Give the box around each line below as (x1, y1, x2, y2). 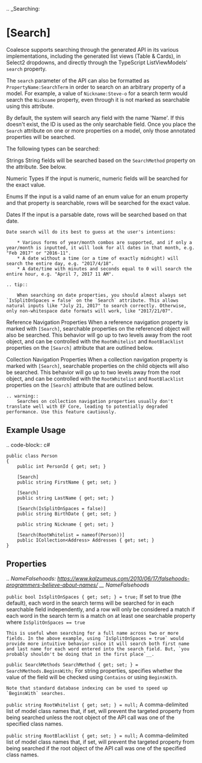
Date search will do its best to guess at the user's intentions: (6, 229, 176, 235)
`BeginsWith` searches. (6, 690, 66, 696)
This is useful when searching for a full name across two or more (6, 630, 179, 636)
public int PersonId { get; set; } (17, 463, 106, 469)
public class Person (6, 453, 58, 459)
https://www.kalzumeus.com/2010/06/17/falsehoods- (57, 575, 190, 582)
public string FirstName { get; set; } (17, 479, 117, 485)
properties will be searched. (6, 133, 76, 140)
